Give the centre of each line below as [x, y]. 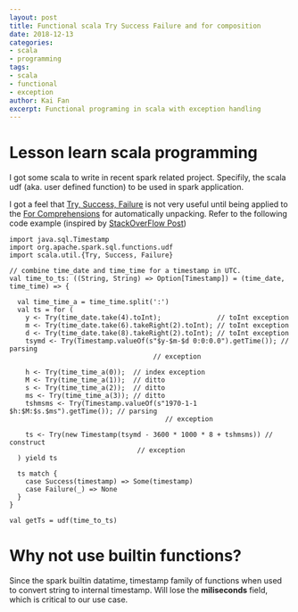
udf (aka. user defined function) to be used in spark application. [127, 187]
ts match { [37, 474]
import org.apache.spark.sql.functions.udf [91, 248]
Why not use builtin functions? [126, 556]
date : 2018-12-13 [41, 34]
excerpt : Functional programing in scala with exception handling [135, 109]
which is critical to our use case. [69, 600]
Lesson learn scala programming [134, 153]
